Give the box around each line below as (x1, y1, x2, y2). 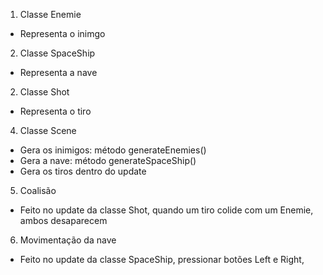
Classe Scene (19, 125, 77, 136)
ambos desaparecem (19, 215, 108, 226)
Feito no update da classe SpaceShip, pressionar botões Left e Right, (19, 254, 305, 265)
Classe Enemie (19, 9, 82, 20)
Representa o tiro (19, 105, 92, 117)
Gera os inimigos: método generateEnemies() (19, 144, 207, 156)
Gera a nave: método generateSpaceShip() (19, 155, 197, 166)
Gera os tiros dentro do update (19, 165, 147, 177)
